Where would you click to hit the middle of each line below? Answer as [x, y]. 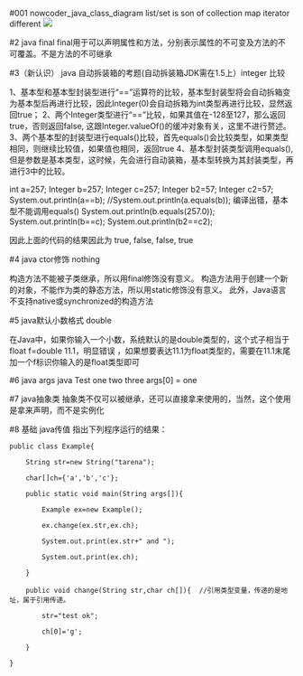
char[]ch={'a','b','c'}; [72, 478]
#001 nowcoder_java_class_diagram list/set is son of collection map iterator [150, 13]
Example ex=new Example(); [92, 510]
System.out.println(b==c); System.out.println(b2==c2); [111, 221]
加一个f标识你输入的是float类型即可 [74, 362]
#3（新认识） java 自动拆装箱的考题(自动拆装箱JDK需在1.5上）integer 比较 [147, 73]
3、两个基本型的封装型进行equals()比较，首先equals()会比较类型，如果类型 [149, 137]
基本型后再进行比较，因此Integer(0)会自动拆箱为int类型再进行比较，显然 [151, 103]
